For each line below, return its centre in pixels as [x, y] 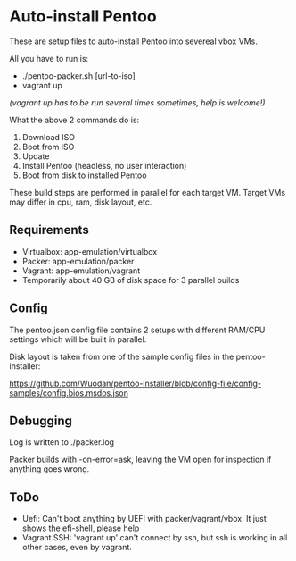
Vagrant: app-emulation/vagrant [81, 271]
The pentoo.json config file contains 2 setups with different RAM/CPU [137, 330]
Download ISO [49, 137]
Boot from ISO [48, 147]
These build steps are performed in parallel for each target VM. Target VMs [148, 192]
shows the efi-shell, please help [81, 528]
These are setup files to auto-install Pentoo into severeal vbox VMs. [134, 41]
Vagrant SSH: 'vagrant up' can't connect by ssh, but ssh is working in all [155, 538]
